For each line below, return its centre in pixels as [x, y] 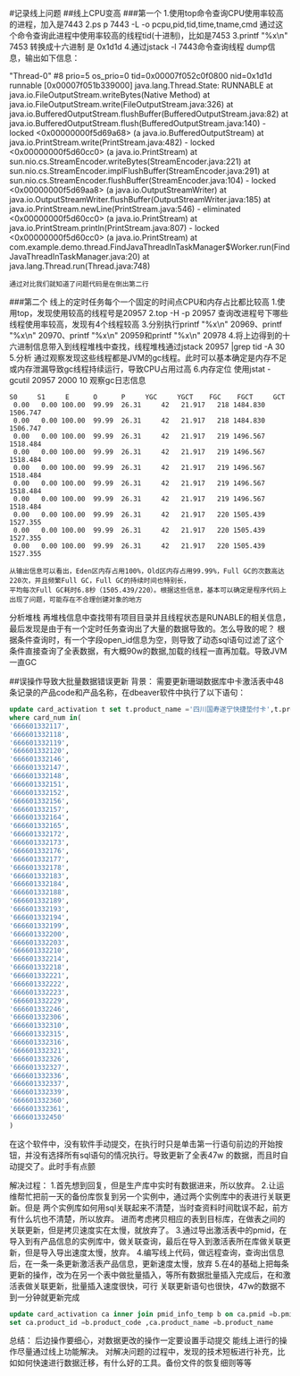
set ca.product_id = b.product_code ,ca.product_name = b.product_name [142, 1322]
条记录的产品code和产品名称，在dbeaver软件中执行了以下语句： [128, 692]
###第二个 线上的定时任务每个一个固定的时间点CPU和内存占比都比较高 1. [143, 302]
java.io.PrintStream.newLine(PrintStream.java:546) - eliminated [125, 209]
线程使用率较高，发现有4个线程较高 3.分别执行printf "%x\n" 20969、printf [146, 324]
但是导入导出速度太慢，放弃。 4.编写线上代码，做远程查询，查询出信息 [154, 1252]
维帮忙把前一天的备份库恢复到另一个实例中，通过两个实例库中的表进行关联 [146, 1196]
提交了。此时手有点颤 [56, 1166]
